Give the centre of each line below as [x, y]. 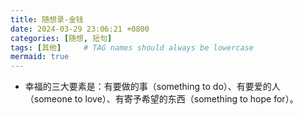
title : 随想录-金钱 [47, 19]
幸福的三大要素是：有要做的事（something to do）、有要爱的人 [152, 87]
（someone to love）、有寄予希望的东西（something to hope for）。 [161, 99]
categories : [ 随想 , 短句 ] [61, 38]
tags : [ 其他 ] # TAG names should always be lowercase [132, 47]
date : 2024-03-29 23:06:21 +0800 [80, 29]
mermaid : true [40, 57]
